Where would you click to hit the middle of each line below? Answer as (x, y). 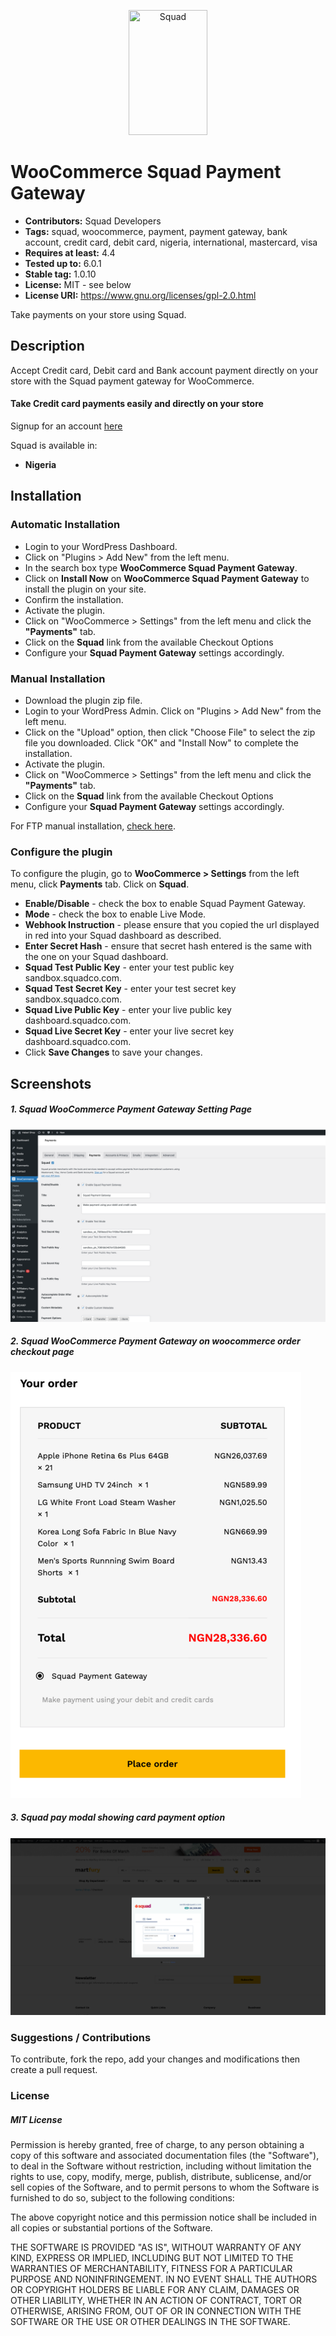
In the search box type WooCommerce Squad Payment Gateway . (161, 567)
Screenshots (51, 1083)
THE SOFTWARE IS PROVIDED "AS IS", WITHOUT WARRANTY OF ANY (156, 2247)
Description (47, 346)
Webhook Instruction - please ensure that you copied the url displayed (172, 925)
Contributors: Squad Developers (93, 221)
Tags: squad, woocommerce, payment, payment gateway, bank (156, 231)
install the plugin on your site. (85, 589)
